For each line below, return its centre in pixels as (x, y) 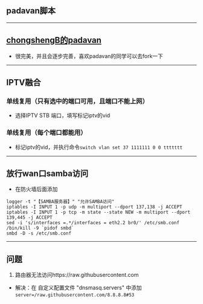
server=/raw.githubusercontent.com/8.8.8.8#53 (75, 295)
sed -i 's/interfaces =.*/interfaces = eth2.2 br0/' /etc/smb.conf (93, 223)
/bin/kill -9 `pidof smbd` (40, 228)
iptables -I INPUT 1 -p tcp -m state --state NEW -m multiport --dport (98, 212)
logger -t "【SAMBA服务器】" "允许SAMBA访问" (60, 202)
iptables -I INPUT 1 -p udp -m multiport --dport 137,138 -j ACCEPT (94, 207)
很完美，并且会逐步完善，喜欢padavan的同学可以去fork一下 (89, 56)
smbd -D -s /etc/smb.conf (39, 234)
